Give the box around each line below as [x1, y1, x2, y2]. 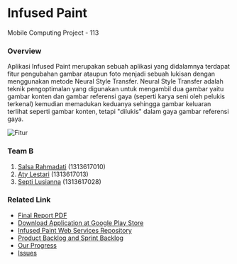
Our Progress [17, 241, 57, 249]
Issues [17, 248, 38, 257]
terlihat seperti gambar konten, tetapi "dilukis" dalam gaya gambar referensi [7, 108, 229, 116]
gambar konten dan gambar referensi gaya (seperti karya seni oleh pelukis [7, 92, 226, 101]
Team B [7, 147, 34, 156]
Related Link [7, 195, 51, 205]
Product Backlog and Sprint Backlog [17, 234, 124, 242]
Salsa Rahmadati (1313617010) [17, 162, 106, 171]
